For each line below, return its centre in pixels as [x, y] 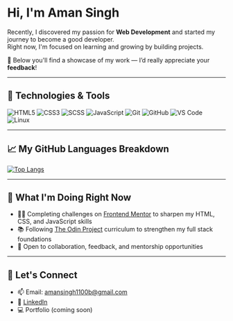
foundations [34, 239]
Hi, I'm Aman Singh [63, 13]
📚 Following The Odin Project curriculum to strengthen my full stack [115, 229]
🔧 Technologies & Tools [59, 96]
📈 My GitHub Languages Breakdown [88, 149]
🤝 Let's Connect [42, 275]
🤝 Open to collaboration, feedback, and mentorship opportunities [110, 247]
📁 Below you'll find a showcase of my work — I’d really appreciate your [109, 60]
